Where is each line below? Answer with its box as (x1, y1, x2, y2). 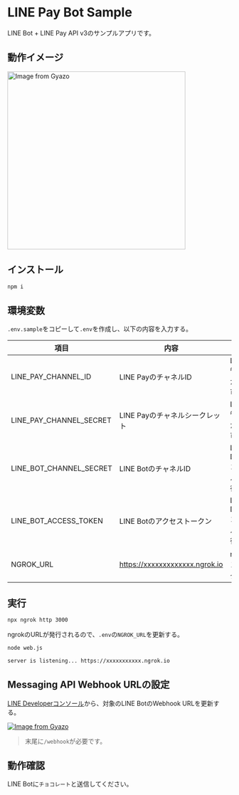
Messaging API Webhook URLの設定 (7, 679, 170, 691)
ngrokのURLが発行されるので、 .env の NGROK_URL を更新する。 (7, 630, 184, 638)
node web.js (7, 644, 43, 651)
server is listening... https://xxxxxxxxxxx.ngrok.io (7, 657, 171, 664)
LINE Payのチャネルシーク (119, 411, 206, 421)
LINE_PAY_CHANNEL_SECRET (11, 416, 112, 426)
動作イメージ (7, 51, 64, 64)
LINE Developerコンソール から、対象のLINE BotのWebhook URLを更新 (7, 699, 213, 707)
